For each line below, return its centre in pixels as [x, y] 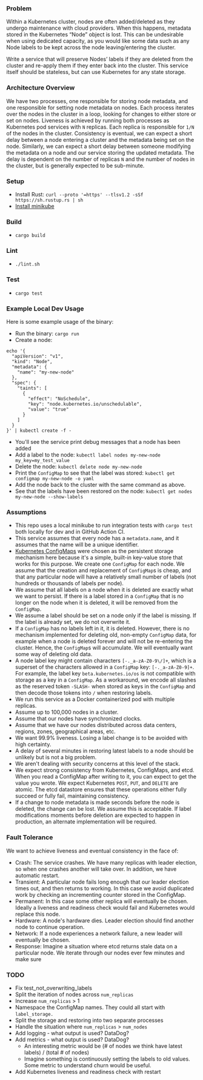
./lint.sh [28, 264]
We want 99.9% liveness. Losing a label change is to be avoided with [101, 738]
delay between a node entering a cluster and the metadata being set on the [100, 139]
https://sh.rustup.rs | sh [49, 200]
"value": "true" [48, 410]
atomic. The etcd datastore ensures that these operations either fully [101, 790]
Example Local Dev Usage [45, 309]
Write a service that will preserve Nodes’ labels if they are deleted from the [100, 59]
